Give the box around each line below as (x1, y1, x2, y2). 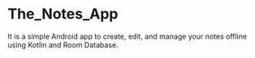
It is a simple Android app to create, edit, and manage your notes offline (7, 31, 248, 41)
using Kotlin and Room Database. (7, 39, 119, 49)
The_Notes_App (7, 5, 119, 23)
